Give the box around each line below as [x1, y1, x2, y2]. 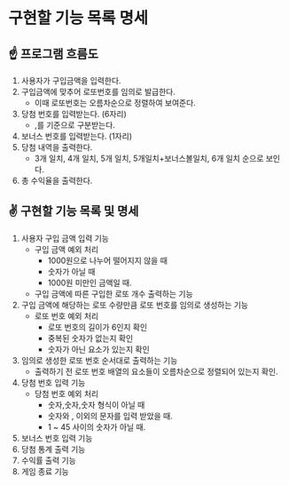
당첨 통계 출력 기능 [20, 443, 86, 454]
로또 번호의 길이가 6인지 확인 [47, 322, 148, 332]
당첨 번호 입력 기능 [20, 377, 86, 387]
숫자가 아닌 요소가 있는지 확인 [47, 344, 150, 354]
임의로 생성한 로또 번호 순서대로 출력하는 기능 [20, 354, 178, 365]
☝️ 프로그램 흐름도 [8, 46, 98, 61]
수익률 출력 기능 [20, 455, 76, 465]
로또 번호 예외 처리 [34, 310, 99, 321]
